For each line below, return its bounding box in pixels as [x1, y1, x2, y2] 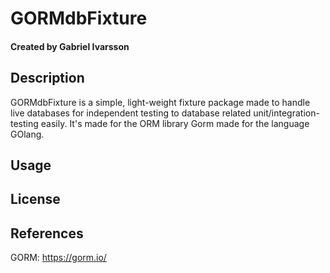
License [10, 191, 61, 208]
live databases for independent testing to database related [10, 107, 252, 119]
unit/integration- [253, 107, 320, 119]
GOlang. [10, 128, 45, 140]
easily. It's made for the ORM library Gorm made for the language [40, 117, 310, 129]
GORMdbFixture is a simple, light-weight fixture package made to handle [10, 96, 311, 108]
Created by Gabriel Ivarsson [10, 40, 130, 52]
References [10, 225, 84, 242]
